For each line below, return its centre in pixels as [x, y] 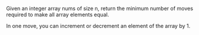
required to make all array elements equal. [58, 15]
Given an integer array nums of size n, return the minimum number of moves [100, 8]
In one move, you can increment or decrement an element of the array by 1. [98, 26]
